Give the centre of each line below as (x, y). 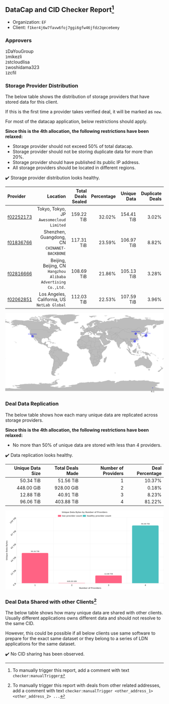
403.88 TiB (67, 502)
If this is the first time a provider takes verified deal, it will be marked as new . (84, 112)
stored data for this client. (32, 102)
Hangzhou (57, 271)
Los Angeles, (53, 294)
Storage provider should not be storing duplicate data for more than (83, 152)
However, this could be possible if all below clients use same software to (80, 633)
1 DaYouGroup (19, 51)
